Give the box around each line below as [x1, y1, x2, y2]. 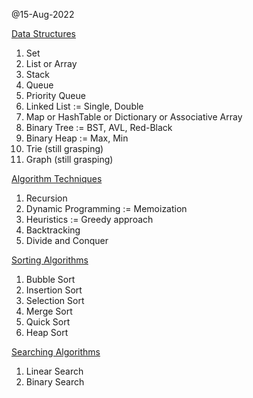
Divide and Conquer [25, 235, 109, 246]
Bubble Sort [25, 274, 76, 285]
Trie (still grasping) [25, 143, 104, 154]
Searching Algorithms [11, 346, 101, 358]
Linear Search [25, 365, 84, 377]
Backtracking [25, 224, 81, 236]
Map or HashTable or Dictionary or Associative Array [25, 111, 243, 123]
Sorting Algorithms [11, 254, 89, 266]
